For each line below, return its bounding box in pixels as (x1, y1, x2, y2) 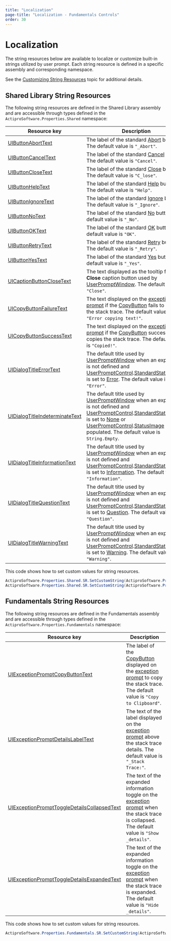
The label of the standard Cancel (86, 151, 165, 158)
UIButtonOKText (8, 227, 47, 234)
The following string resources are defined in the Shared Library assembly (5, 105, 161, 111)
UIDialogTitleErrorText (8, 366, 61, 373)
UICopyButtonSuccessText (8, 332, 72, 339)
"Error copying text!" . (86, 314, 143, 321)
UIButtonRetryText (8, 242, 52, 249)
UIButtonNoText (8, 212, 46, 220)
